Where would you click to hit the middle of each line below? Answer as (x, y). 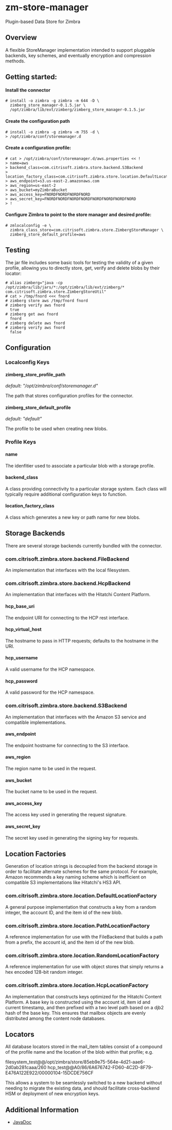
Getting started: (31, 77)
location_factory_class (30, 506)
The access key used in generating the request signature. (66, 815)
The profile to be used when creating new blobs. (57, 429)
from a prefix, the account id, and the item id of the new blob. (70, 942)
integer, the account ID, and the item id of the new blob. (64, 912)
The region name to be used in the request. (51, 768)
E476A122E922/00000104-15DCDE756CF (49, 1073)
